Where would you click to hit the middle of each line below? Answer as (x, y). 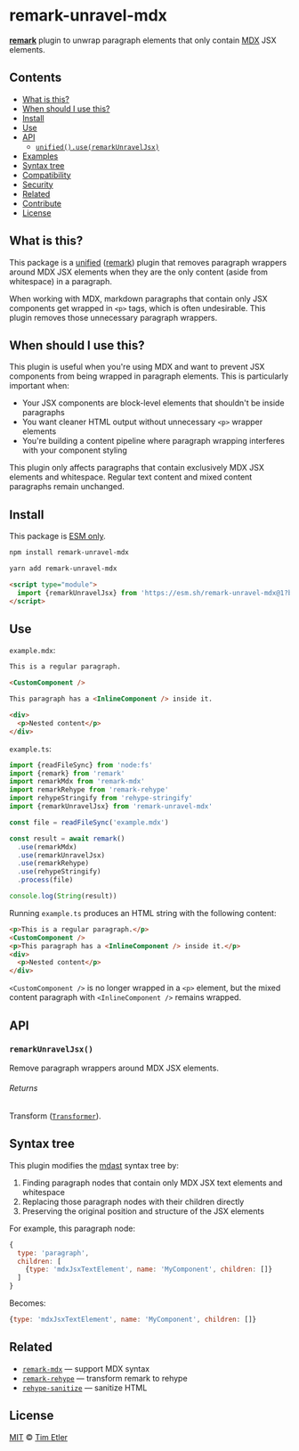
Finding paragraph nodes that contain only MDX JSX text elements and (152, 1183)
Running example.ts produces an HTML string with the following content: (143, 913)
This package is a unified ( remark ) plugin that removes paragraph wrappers (148, 262)
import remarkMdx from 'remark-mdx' (77, 782)
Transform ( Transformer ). (55, 1116)
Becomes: (28, 1303)
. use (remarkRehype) (53, 864)
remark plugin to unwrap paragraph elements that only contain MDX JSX (143, 40)
